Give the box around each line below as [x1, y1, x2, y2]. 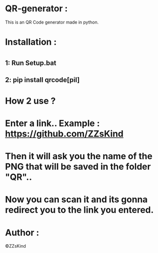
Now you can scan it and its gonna [5, 194, 148, 205]
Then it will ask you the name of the [5, 151, 153, 162]
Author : [5, 227, 39, 238]
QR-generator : [5, 3, 68, 14]
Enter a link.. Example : [5, 118, 100, 129]
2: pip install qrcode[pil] [5, 76, 80, 84]
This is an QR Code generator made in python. [5, 19, 99, 25]
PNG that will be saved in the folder [5, 161, 151, 172]
